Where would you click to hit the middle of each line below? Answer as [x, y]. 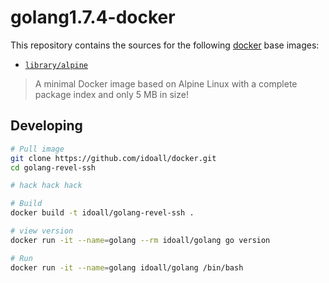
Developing [46, 126]
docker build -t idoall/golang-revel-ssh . [102, 213]
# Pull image [37, 149]
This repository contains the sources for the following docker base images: [165, 45]
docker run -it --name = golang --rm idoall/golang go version [140, 240]
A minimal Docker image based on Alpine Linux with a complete [166, 83]
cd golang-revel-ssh [53, 167]
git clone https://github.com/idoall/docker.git [113, 158]
